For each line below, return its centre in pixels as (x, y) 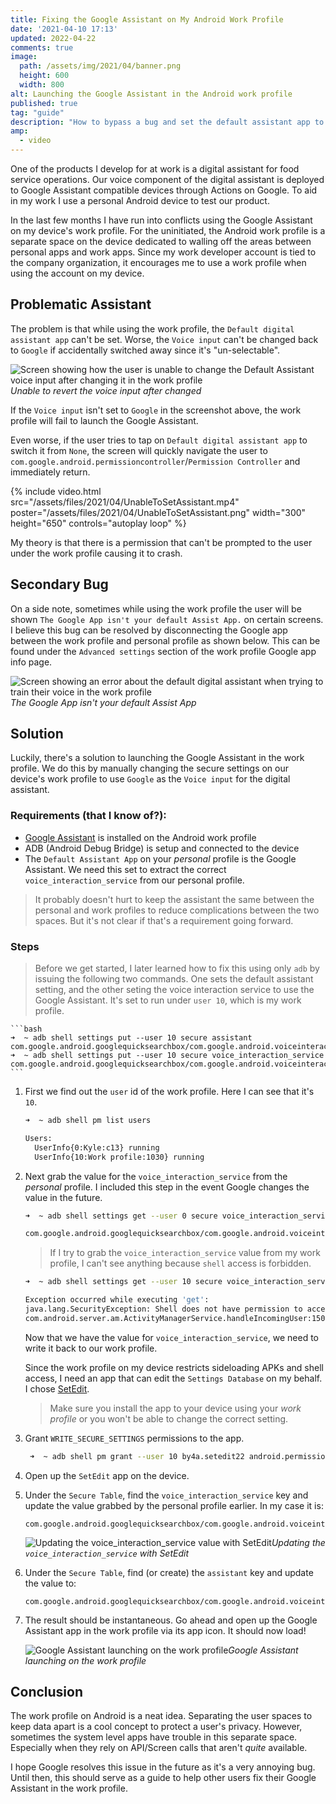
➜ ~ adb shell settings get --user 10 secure (123, 1282)
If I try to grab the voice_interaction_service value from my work (185, 1253)
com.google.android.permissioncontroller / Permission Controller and (155, 461)
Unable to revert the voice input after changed (106, 390)
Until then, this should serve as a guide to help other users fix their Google (163, 1778)
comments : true (42, 47)
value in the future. (63, 1197)
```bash (26, 1029)
